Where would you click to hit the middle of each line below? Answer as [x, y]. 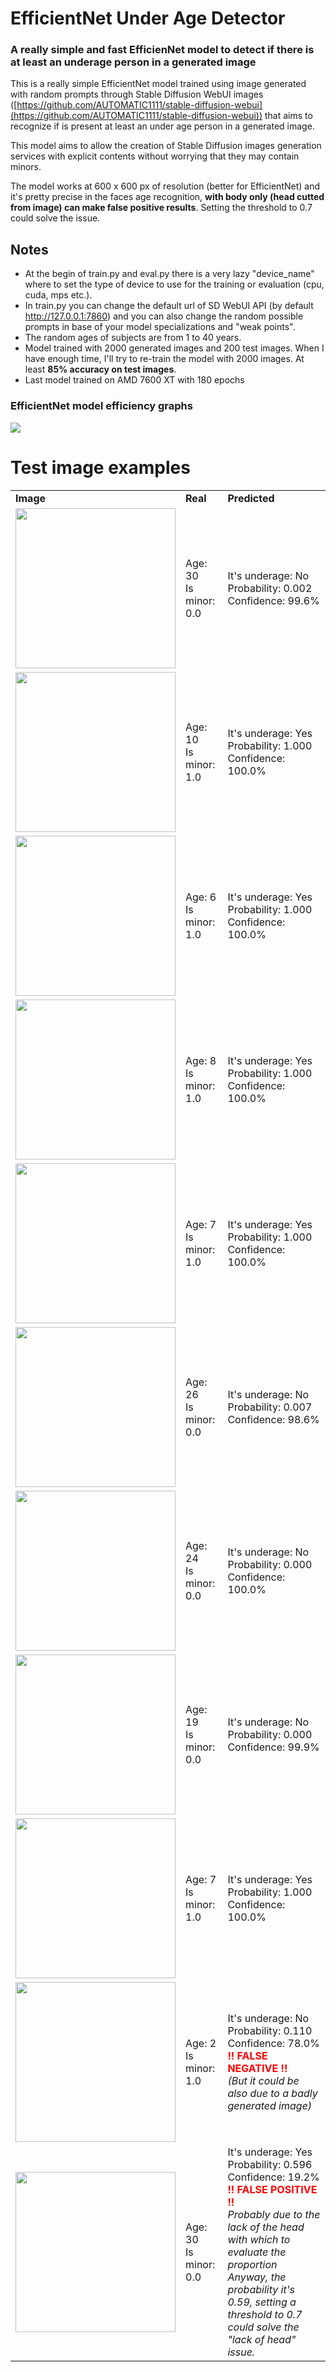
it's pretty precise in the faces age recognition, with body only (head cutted [167, 197]
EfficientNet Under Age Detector [148, 18]
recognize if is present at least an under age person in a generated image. [162, 126]
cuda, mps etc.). [58, 295]
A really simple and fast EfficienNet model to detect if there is [162, 50]
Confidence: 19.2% [273, 2177]
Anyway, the [257, 2277]
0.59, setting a [262, 2302]
